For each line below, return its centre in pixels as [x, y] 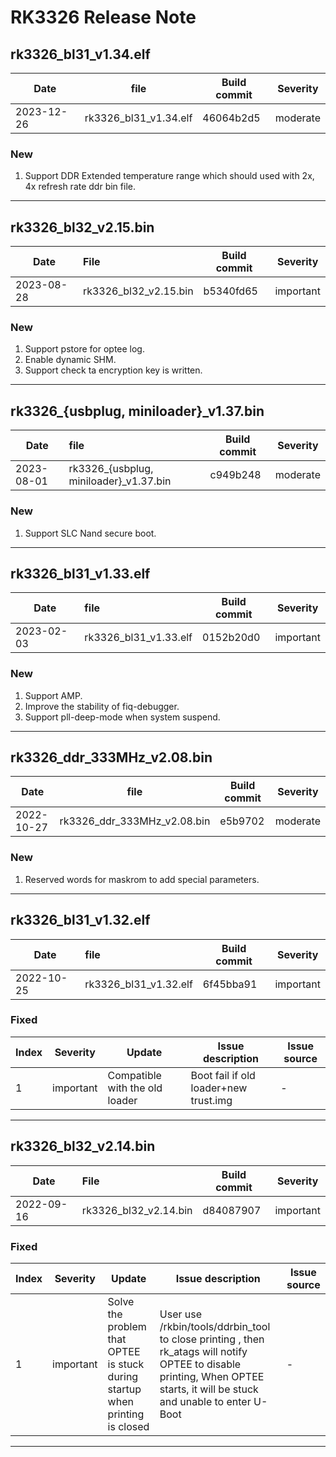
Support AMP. [53, 695]
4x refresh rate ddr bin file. [80, 187]
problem [127, 1326]
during [123, 1376]
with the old [135, 1088]
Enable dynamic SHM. [70, 360]
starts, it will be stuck [209, 1389]
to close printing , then [212, 1339]
